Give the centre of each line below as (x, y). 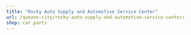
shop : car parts (27, 23)
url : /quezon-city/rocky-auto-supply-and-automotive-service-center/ (96, 17)
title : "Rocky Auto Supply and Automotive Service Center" (82, 12)
